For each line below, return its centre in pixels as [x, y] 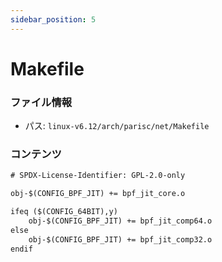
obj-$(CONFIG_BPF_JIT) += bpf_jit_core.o [98, 194]
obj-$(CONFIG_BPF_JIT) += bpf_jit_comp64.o [120, 221]
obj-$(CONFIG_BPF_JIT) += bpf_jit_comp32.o [120, 239]
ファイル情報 [41, 102]
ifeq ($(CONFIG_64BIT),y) [64, 212]
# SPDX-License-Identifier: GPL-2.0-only [98, 176]
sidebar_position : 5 [53, 19]
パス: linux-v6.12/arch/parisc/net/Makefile [117, 126]
